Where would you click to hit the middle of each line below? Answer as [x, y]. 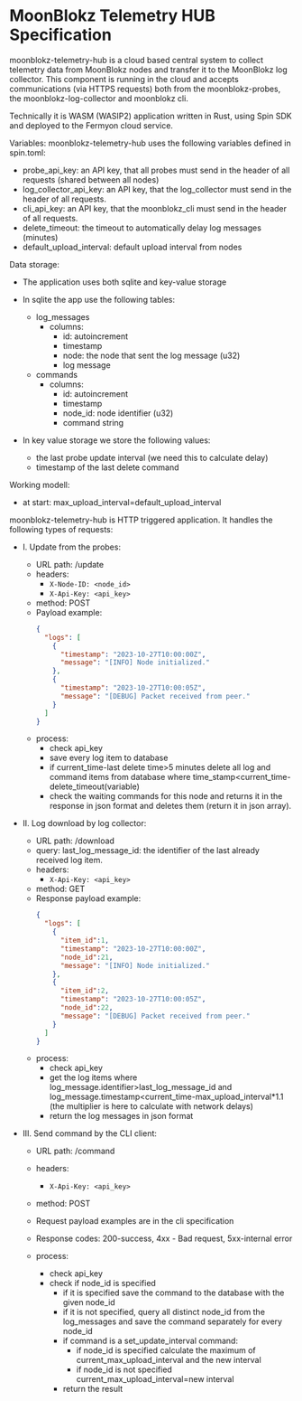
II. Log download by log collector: [84, 823]
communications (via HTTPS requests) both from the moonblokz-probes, [145, 89]
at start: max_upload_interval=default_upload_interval [122, 502]
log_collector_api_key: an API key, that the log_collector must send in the [157, 189]
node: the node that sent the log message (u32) [151, 355]
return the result [93, 1389]
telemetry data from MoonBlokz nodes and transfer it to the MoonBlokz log [149, 70]
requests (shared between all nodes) [91, 179]
